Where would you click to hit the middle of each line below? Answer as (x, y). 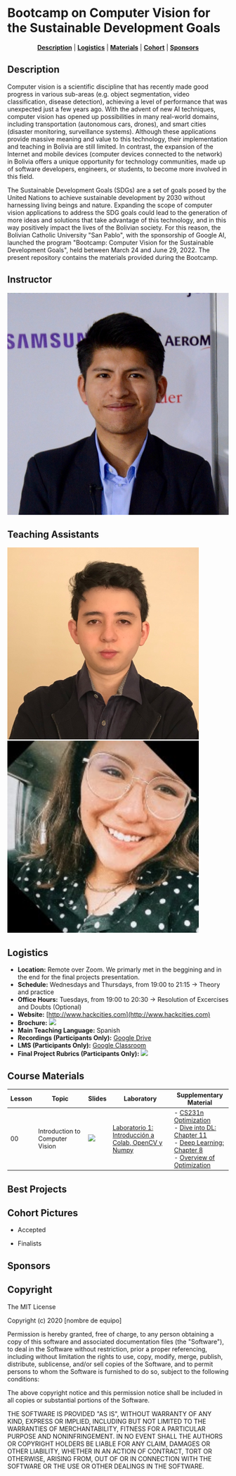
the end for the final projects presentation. (79, 977)
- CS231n (189, 1112)
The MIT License (32, 1307)
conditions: (24, 1379)
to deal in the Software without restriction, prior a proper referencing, (107, 1349)
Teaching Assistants (53, 534)
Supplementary (200, 1095)
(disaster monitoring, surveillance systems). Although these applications (112, 131)
